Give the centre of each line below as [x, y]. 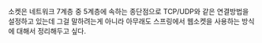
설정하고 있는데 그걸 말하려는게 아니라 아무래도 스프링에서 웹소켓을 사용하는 [124, 21]
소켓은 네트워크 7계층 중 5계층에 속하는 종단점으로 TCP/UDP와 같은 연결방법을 [129, 11]
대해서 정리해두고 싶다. [51, 31]
